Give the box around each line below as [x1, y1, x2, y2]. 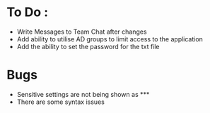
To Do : [6, 4, 49, 20]
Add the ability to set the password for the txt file [16, 42, 160, 51]
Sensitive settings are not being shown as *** [16, 90, 150, 98]
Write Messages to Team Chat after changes [16, 27, 147, 36]
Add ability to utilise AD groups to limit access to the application [16, 34, 203, 43]
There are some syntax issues [16, 98, 105, 106]
